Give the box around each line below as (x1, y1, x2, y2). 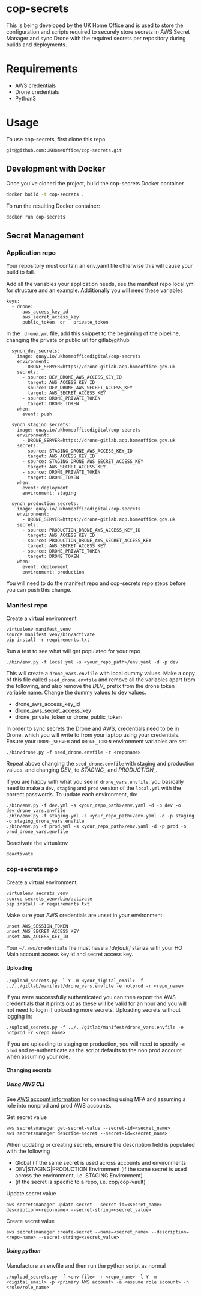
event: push (22, 411, 52, 417)
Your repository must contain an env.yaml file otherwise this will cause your (6, 262, 193, 270)
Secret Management (6, 231, 85, 241)
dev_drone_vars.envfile (6, 808, 66, 814)
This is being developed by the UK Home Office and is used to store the (6, 22, 184, 29)
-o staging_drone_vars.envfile (6, 818, 85, 825)
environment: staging (22, 490, 77, 497)
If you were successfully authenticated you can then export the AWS (6, 993, 176, 1000)
